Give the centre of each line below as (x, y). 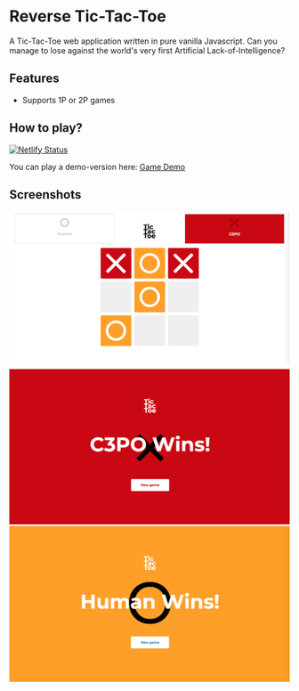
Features (34, 79)
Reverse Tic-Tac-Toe (88, 16)
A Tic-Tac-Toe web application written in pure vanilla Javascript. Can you (143, 41)
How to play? (46, 128)
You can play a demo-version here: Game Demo (97, 167)
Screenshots (45, 195)
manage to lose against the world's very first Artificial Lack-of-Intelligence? (147, 50)
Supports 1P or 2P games (69, 100)
